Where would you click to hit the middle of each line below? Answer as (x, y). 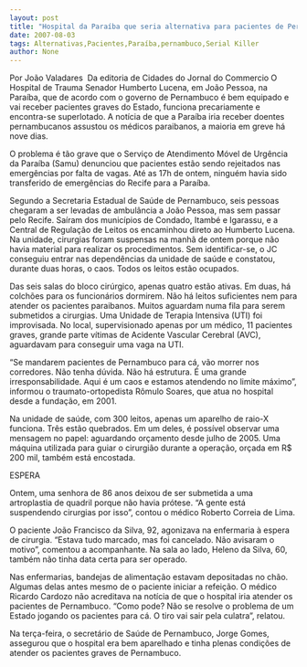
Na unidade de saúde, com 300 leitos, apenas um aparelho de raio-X (139, 419)
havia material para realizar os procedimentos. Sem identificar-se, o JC (143, 249)
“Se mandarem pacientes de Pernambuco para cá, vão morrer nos (134, 363)
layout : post (34, 18)
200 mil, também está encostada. (73, 458)
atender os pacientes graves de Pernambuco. (95, 653)
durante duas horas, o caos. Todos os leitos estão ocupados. (124, 269)
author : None (34, 52)
